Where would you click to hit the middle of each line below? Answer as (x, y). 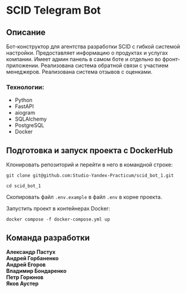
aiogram (25, 113)
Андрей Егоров (26, 264)
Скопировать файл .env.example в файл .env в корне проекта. (84, 197)
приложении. (23, 65)
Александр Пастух (31, 252)
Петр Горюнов (25, 277)
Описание (26, 32)
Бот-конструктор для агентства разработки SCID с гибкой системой (93, 46)
